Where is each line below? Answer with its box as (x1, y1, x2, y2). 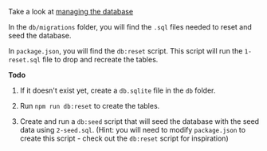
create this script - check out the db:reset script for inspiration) (19, 133, 229, 143)
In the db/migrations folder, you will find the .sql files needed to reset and (8, 22, 253, 31)
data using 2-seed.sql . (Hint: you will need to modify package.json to (19, 125, 245, 134)
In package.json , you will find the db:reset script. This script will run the (8, 46, 243, 55)
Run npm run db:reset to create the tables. (19, 101, 160, 110)
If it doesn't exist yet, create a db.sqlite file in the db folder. (19, 85, 216, 95)
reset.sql (8, 56, 41, 64)
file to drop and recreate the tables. (42, 55, 159, 64)
